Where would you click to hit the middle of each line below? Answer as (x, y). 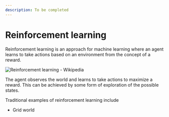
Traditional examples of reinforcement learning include (62, 100)
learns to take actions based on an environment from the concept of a (78, 54)
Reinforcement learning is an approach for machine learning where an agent (84, 49)
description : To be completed (37, 10)
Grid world (23, 110)
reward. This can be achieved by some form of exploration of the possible (82, 85)
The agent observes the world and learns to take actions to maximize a (79, 80)
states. (12, 90)
